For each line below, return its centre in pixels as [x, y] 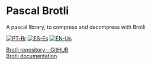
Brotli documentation [32, 56]
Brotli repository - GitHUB [37, 49]
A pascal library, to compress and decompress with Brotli [76, 27]
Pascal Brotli [38, 11]
